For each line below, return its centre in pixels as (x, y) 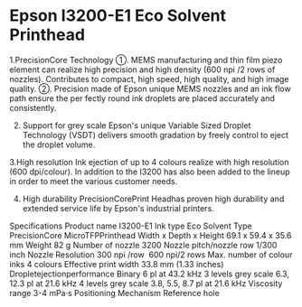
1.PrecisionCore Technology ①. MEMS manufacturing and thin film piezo (146, 60)
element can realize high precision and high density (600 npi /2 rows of (142, 70)
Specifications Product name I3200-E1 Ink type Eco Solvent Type (131, 226)
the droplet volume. (59, 144)
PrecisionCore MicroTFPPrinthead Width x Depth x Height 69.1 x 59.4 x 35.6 (151, 235)
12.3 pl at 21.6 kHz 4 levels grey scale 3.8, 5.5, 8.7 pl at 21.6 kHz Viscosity (146, 283)
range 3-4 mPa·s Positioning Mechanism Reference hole (114, 293)
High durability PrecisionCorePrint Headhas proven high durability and (153, 199)
